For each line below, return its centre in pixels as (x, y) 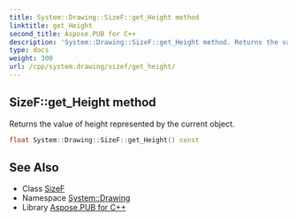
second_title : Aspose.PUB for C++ (73, 34)
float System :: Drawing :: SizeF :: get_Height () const (104, 140)
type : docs (29, 50)
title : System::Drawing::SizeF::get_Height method (104, 17)
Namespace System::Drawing (76, 198)
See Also (34, 168)
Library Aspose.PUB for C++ (74, 208)
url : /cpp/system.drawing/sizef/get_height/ (92, 67)
